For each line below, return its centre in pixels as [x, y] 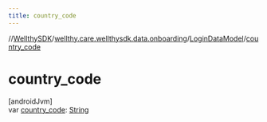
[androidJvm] [31, 101]
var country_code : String [49, 109]
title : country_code [43, 16]
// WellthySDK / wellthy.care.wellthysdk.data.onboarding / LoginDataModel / [128, 38]
